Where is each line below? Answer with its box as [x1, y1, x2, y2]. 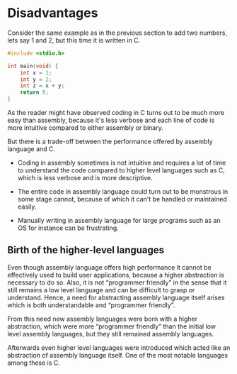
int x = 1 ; [20, 69, 52, 76]
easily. [17, 202, 37, 211]
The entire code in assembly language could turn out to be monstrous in [17, 187, 229, 196]
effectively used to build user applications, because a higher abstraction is [7, 270, 224, 279]
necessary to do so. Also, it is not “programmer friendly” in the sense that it [7, 278, 227, 287]
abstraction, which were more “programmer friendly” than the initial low [7, 321, 216, 331]
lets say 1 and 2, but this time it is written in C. [7, 35, 141, 44]
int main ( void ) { [7, 62, 59, 70]
